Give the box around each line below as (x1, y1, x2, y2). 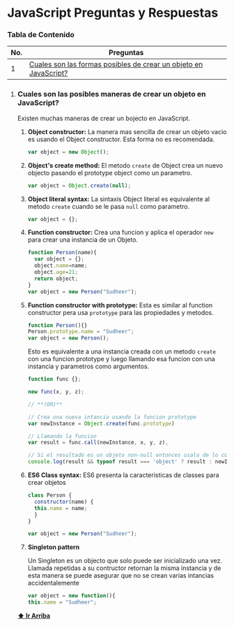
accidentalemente (27, 578, 80, 588)
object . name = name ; (33, 262, 88, 270)
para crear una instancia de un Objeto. (27, 235, 138, 244)
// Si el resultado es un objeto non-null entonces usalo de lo (27, 452, 219, 459)
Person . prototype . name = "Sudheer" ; (27, 328, 134, 335)
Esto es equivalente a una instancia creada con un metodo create (27, 347, 217, 356)
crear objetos (27, 479, 66, 487)
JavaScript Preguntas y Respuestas (7, 5, 219, 21)
